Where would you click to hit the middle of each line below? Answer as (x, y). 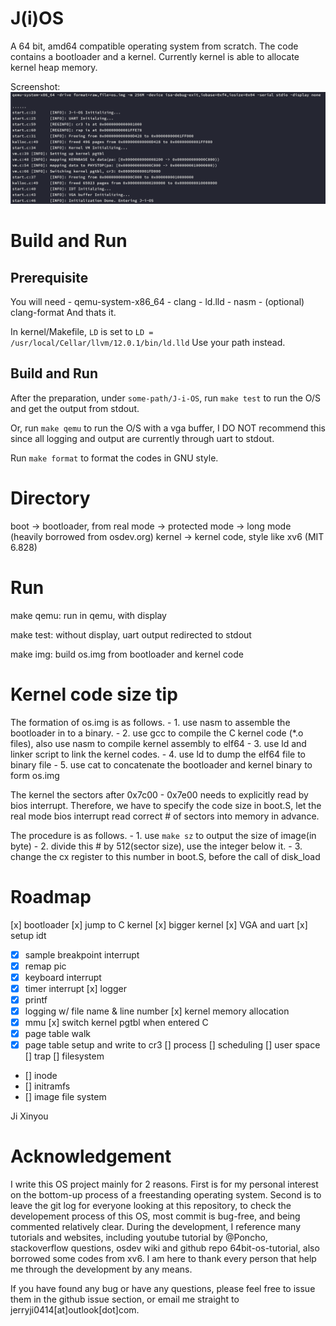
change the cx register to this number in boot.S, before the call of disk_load (165, 856)
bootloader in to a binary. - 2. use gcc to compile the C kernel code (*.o (157, 733)
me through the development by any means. (101, 1269)
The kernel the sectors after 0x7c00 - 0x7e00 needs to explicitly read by (159, 794)
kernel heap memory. (54, 67)
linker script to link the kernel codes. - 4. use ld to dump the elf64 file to (158, 754)
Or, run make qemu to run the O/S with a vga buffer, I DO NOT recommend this (168, 428)
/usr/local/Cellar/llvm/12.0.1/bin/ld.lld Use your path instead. (148, 343)
